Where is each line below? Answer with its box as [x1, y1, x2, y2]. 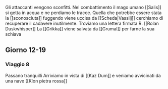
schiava [5, 31, 22, 37]
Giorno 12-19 [5, 46, 46, 55]
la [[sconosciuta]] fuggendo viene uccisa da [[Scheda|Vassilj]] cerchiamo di [5, 15, 163, 21]
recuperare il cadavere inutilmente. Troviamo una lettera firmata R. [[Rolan [5, 20, 159, 26]
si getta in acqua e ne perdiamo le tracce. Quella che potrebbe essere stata [5, 10, 162, 16]
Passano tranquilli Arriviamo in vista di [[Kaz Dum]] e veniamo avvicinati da [5, 72, 161, 78]
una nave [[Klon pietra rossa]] [5, 78, 67, 84]
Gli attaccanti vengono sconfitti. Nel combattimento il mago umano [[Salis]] [5, 5, 161, 10]
